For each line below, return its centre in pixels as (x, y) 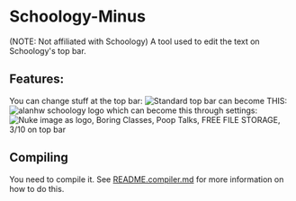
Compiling (39, 157)
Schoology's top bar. (48, 50)
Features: (37, 79)
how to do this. (37, 188)
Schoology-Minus (78, 17)
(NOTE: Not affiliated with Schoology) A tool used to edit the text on (135, 41)
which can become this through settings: (182, 110)
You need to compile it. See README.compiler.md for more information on (147, 179)
